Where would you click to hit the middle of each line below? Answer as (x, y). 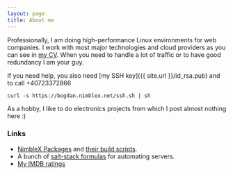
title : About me (31, 20)
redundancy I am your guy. (46, 62)
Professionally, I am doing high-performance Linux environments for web (112, 40)
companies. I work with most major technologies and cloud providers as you (116, 47)
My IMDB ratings (41, 163)
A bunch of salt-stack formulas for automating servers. (96, 156)
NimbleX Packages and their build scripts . (77, 149)
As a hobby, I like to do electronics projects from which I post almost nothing (117, 108)
